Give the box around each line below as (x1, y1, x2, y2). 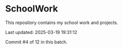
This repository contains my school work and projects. (5, 19, 118, 25)
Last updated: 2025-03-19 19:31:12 (5, 29, 78, 35)
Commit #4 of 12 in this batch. (5, 38, 68, 45)
